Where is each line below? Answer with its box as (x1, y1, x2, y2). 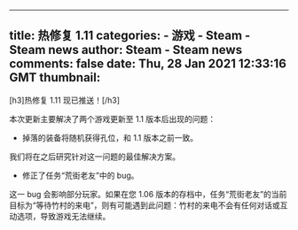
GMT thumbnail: (9, 70, 101, 85)
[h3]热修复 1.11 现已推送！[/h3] (9, 95, 121, 105)
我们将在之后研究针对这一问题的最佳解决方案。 (9, 151, 180, 162)
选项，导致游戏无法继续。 (16, 211, 111, 221)
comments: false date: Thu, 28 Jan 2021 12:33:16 (9, 57, 286, 72)
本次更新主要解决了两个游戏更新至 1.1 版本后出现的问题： (9, 113, 216, 124)
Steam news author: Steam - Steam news (9, 42, 242, 57)
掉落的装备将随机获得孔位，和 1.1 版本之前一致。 (21, 132, 198, 142)
